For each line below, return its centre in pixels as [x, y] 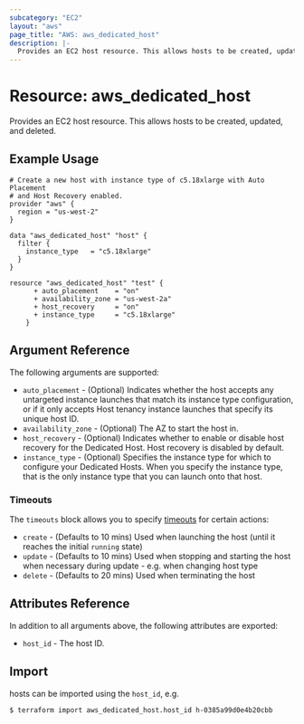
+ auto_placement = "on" [86, 291]
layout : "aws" [36, 26]
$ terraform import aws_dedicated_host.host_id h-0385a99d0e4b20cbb [141, 710]
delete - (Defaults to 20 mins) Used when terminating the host [139, 575]
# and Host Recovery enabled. [66, 195]
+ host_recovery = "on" [86, 307]
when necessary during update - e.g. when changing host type [140, 566]
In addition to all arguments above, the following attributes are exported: [144, 625]
